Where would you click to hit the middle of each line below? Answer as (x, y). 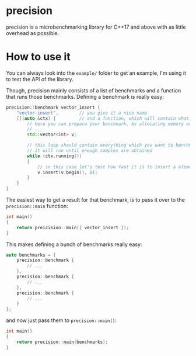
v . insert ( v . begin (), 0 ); (67, 172)
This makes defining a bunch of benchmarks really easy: (74, 244)
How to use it (38, 57)
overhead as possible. (33, 33)
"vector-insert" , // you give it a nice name (82, 113)
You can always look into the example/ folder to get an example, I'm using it (96, 73)
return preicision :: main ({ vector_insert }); (73, 227)
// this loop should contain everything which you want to (100, 145)
